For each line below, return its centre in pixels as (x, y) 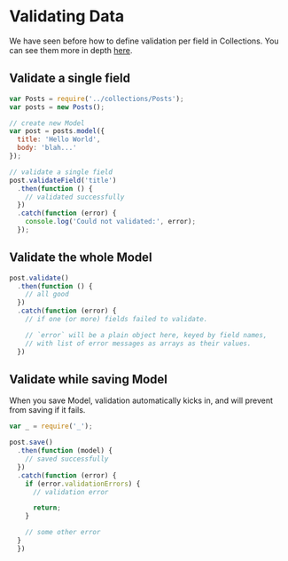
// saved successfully (67, 459)
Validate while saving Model (89, 379)
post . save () (31, 442)
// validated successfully (75, 197)
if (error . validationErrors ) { (83, 484)
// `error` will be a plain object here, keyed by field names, (146, 335)
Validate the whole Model (81, 258)
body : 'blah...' (47, 148)
